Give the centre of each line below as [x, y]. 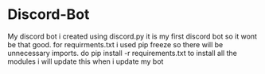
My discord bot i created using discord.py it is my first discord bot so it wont [132, 36]
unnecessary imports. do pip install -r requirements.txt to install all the [123, 53]
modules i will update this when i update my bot [86, 61]
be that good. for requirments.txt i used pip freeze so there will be [115, 44]
